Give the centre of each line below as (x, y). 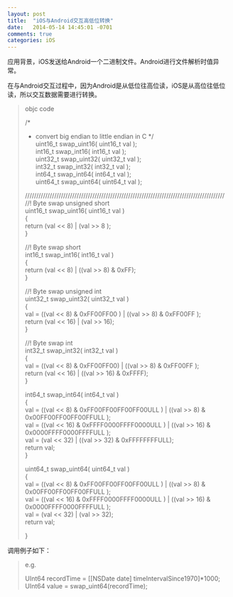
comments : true (30, 34)
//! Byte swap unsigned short (67, 203)
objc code (39, 109)
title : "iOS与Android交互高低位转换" (60, 21)
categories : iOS (31, 41)
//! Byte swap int (49, 343)
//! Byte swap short (53, 247)
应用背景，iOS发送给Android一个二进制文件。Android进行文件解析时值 (110, 62)
